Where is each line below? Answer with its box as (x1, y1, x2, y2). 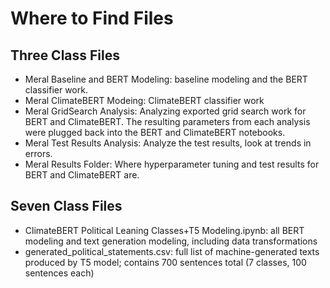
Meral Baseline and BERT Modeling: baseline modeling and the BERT (24, 73, 308, 85)
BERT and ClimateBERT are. (24, 169, 140, 181)
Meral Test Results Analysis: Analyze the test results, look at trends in (24, 137, 312, 149)
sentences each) (24, 267, 95, 279)
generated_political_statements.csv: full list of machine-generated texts (24, 245, 320, 257)
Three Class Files (10, 47, 121, 64)
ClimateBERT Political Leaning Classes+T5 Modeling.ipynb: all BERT (24, 224, 305, 236)
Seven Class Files (10, 198, 123, 215)
